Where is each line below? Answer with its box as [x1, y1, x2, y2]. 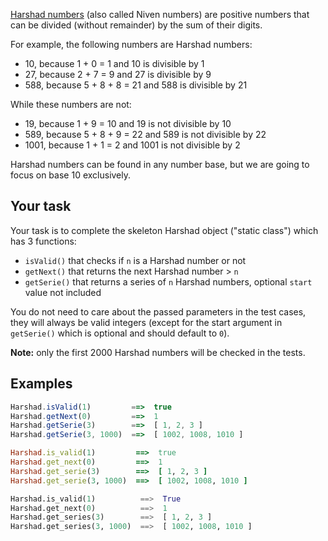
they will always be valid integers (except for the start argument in [10, 316, 283, 328]
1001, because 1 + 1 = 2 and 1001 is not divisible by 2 [24, 139, 241, 151]
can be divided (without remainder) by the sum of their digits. [10, 19, 263, 31]
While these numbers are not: [10, 99, 132, 110]
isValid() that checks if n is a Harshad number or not [24, 254, 247, 266]
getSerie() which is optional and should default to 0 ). [10, 327, 230, 339]
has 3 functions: [10, 235, 77, 247]
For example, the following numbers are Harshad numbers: [10, 39, 253, 50]
